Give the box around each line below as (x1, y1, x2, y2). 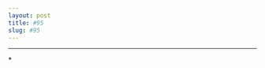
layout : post (8, 11, 51, 20)
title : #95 (8, 19, 44, 27)
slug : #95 (8, 26, 41, 34)
